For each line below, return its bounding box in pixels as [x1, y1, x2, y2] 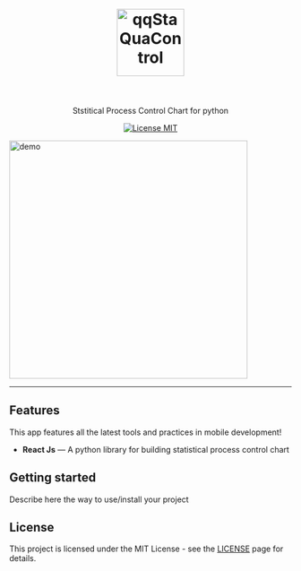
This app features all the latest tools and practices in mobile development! [9, 427, 282, 437]
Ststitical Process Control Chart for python [72, 105, 229, 116]
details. [9, 553, 37, 564]
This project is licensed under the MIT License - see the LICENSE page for [9, 543, 284, 554]
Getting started [9, 470, 97, 486]
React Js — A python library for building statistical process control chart [21, 444, 289, 454]
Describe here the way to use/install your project [9, 494, 190, 505]
